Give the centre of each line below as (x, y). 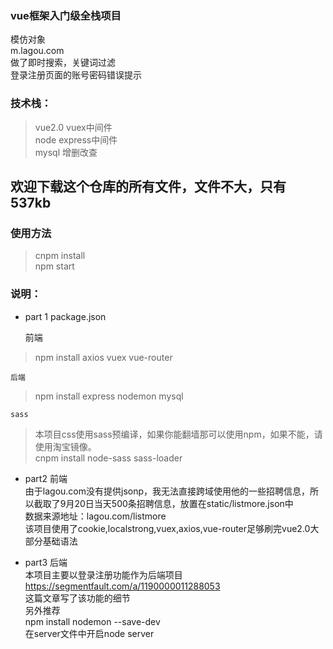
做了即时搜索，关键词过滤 (63, 63)
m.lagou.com (37, 51)
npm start (54, 266)
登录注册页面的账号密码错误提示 (76, 75)
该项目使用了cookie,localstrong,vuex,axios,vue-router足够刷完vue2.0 (167, 528)
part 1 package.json (65, 316)
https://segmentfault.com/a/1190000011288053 (122, 586)
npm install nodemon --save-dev (92, 621)
